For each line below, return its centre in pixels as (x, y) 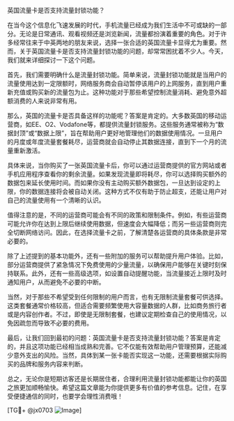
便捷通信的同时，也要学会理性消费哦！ (68, 396)
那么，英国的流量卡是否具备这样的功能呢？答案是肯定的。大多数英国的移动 (114, 116)
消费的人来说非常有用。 (47, 101)
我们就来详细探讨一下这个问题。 (53, 60)
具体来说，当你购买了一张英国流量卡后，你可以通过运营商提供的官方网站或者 (117, 165)
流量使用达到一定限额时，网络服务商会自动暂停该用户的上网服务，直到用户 (114, 83)
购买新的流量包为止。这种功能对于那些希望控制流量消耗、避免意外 (126, 92)
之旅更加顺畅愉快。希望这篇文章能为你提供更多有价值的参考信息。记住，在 (114, 388)
